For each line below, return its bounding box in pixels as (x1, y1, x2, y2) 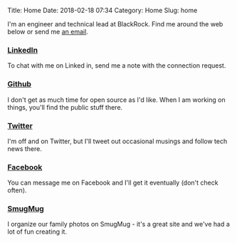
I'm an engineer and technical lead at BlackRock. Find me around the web (7, 20, 223, 28)
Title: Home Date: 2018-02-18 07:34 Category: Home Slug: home (7, 6, 198, 14)
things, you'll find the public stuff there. (7, 103, 123, 111)
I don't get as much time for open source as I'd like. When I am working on (7, 95, 226, 104)
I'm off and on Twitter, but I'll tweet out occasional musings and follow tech (7, 137, 228, 145)
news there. (7, 144, 43, 152)
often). (7, 186, 27, 195)
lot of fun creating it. (7, 227, 68, 236)
